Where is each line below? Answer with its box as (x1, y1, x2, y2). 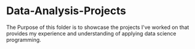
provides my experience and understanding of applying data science (6, 30, 176, 37)
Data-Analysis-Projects (6, 4, 127, 18)
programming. (6, 36, 41, 43)
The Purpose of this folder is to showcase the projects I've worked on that (6, 24, 190, 31)
